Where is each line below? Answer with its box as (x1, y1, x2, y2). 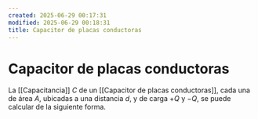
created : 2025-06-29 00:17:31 (8, 11, 107, 20)
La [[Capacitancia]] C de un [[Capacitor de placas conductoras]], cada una (8, 85, 251, 95)
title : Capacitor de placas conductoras (8, 26, 143, 34)
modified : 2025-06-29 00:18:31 (8, 19, 111, 27)
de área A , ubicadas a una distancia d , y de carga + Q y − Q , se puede (8, 94, 231, 103)
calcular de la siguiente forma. (8, 103, 106, 112)
